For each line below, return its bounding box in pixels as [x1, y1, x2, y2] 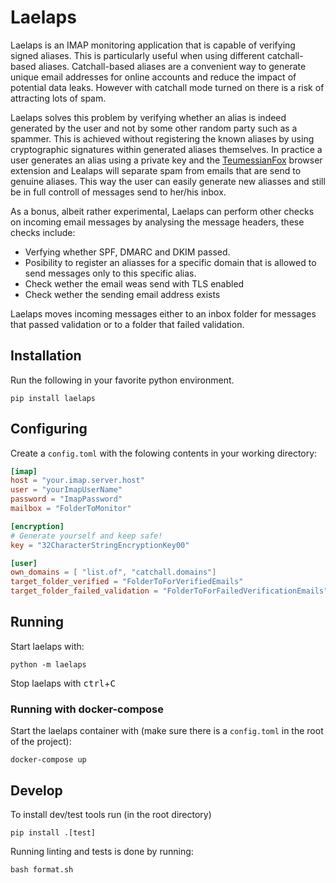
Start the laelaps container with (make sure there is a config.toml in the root [10, 725, 324, 737]
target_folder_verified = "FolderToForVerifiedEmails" [10, 577, 244, 587]
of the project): [10, 736, 72, 748]
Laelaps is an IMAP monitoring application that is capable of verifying [10, 39, 296, 51]
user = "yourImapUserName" [10, 485, 123, 495]
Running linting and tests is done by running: [10, 845, 194, 857]
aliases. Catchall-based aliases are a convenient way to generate [38, 60, 307, 72]
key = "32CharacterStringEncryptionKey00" [10, 540, 190, 550]
